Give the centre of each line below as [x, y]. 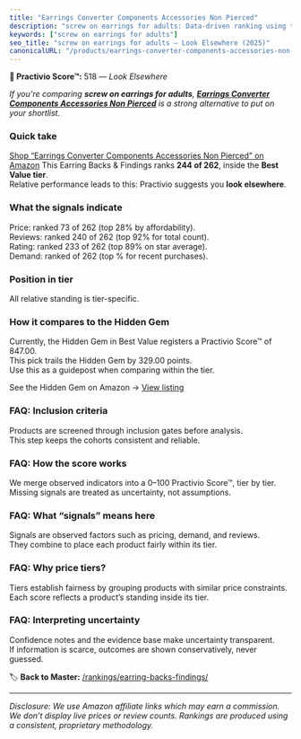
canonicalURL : [36, 51]
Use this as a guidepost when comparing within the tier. [112, 370]
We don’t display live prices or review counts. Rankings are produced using [149, 716]
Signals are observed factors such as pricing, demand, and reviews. [135, 535]
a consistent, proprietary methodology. [82, 725]
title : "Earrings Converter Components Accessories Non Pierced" [133, 18]
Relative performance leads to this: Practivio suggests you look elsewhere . [148, 184]
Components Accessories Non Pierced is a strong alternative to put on [142, 103]
